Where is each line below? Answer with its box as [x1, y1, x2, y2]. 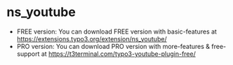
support [16, 50, 40, 58]
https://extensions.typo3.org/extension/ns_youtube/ [16, 34, 167, 43]
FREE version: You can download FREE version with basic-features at [16, 27, 217, 36]
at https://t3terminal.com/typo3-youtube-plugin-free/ [41, 50, 196, 58]
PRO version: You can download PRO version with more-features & [16, 42, 211, 50]
